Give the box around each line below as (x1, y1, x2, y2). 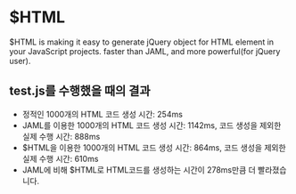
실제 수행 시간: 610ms (21, 153, 99, 164)
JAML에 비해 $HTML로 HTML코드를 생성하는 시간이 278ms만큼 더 (21, 164, 256, 175)
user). (9, 55, 31, 66)
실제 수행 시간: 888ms (21, 131, 101, 141)
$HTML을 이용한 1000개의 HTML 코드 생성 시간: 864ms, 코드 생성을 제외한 (21, 141, 287, 153)
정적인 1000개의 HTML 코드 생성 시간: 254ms (21, 109, 183, 119)
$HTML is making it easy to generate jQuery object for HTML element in (9, 36, 275, 47)
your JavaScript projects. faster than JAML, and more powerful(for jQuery (9, 45, 281, 56)
